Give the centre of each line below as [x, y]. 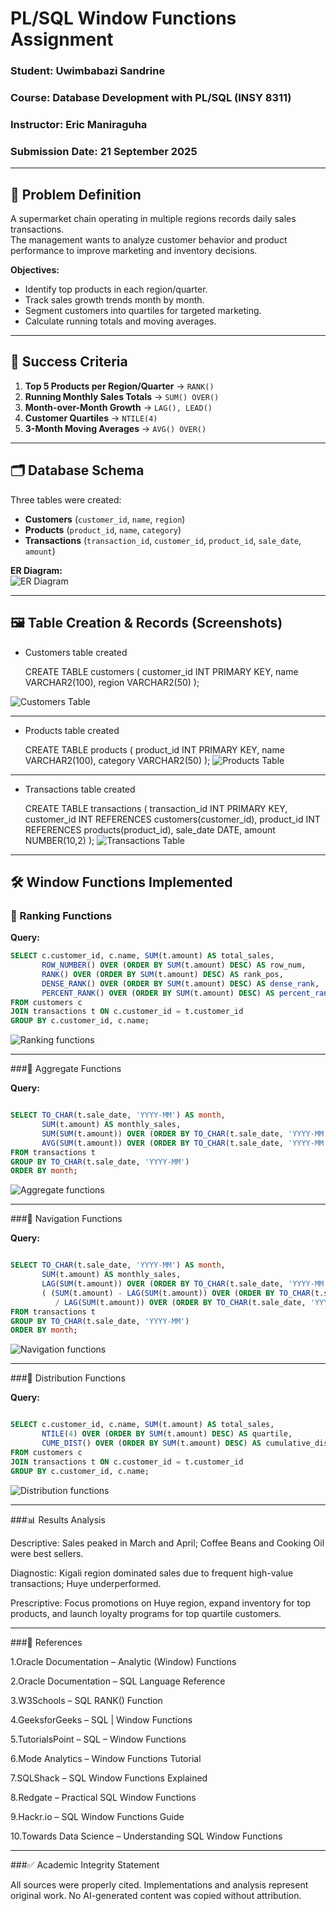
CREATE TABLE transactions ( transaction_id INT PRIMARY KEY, [156, 808]
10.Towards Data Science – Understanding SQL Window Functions [146, 1836]
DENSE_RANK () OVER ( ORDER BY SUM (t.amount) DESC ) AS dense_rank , [180, 983]
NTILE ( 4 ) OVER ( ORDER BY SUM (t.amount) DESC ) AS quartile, [167, 1434]
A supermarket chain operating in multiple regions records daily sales [153, 219]
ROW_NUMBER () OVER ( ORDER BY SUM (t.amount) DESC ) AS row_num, [174, 965]
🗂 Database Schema [77, 470]
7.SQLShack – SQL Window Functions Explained [109, 1778]
